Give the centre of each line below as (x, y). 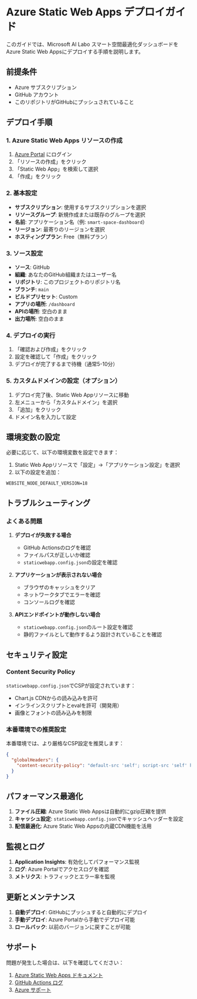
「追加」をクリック (38, 409)
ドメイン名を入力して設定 (45, 417)
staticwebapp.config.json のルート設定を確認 (78, 627)
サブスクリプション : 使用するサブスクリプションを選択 (80, 207)
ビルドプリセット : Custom (46, 297)
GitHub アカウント (37, 94)
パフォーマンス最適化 (45, 796)
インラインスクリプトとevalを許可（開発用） (68, 705)
